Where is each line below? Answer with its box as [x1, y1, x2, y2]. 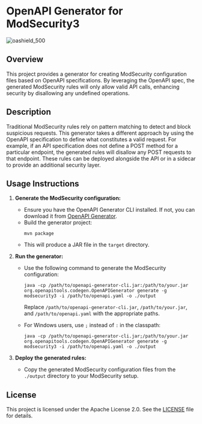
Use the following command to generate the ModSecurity [23, 265, 167, 272]
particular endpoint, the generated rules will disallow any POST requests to [6, 149, 192, 156]
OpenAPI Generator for [6, 4, 123, 18]
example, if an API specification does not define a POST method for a [6, 142, 179, 149]
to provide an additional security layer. [6, 161, 101, 168]
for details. [6, 412, 33, 419]
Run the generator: [14, 253, 64, 260]
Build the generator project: [23, 219, 92, 226]
